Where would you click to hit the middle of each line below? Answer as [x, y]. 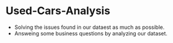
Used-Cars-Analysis [58, 11]
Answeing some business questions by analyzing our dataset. [91, 33]
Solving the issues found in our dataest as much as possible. [89, 27]
